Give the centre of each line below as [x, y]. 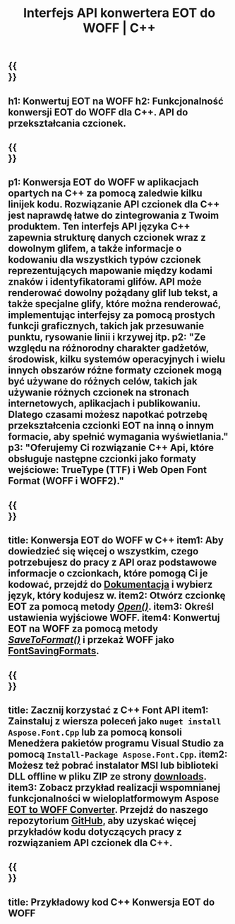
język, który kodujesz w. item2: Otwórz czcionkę [117, 596]
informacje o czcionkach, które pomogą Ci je [108, 574]
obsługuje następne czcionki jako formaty [102, 459]
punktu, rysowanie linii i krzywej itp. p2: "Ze [107, 337]
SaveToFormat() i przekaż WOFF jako [91, 640]
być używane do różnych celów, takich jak [103, 381]
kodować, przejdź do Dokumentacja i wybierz [110, 584]
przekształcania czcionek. [67, 123]
